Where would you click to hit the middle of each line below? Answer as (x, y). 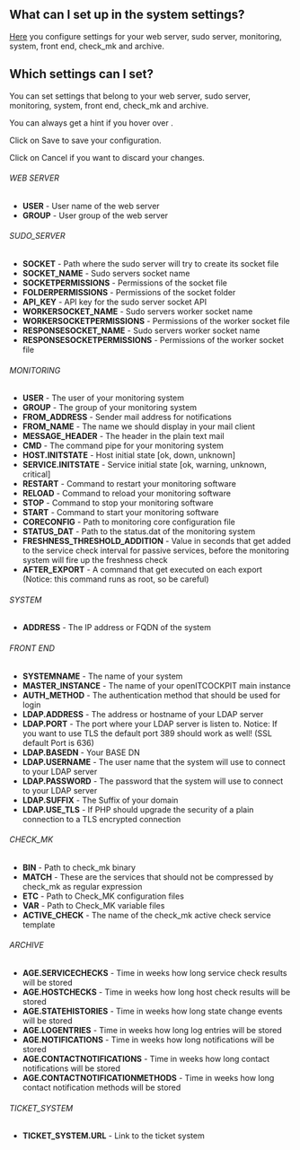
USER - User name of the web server (91, 206)
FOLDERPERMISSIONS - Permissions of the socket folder (129, 293)
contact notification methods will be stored (101, 1088)
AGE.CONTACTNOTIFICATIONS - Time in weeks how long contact (146, 1059)
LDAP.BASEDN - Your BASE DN (81, 752)
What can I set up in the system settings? (127, 15)
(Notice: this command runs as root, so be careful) (115, 579)
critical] (36, 474)
